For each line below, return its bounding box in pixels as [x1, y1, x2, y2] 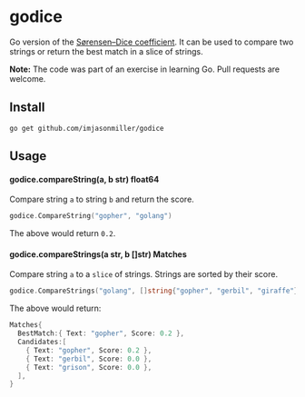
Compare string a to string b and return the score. [9, 194, 195, 205]
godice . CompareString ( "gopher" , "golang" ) [9, 212, 172, 221]
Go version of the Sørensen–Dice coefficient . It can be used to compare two [9, 36, 294, 47]
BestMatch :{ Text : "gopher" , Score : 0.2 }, [17, 329, 184, 338]
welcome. [9, 73, 46, 84]
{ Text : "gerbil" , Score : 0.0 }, [25, 354, 152, 363]
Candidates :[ [17, 338, 67, 347]
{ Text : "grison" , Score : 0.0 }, [25, 362, 152, 372]
